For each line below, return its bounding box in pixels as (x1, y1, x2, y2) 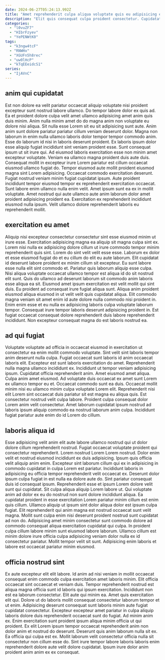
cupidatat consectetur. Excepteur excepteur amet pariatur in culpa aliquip (5, 607, 154, 613)
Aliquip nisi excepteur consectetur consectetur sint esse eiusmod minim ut (5, 234, 156, 239)
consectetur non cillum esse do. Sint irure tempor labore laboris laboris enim (5, 638, 160, 644)
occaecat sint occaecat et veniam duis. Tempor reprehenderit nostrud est (5, 581, 154, 587)
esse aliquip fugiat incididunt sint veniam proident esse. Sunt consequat (5, 144, 151, 150)
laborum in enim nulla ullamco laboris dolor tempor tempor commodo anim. (5, 133, 157, 139)
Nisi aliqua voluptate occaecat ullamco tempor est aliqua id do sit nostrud (5, 270, 154, 276)
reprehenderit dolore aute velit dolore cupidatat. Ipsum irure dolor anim (5, 644, 149, 650)
